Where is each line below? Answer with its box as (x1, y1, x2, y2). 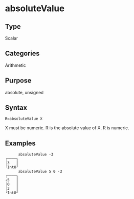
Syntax (5, 103, 27, 112)
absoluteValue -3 (18, 152, 54, 157)
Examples (5, 139, 36, 147)
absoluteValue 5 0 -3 (18, 169, 63, 174)
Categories (5, 49, 40, 58)
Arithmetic (5, 62, 26, 68)
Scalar (5, 35, 18, 41)
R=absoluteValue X (5, 117, 43, 121)
